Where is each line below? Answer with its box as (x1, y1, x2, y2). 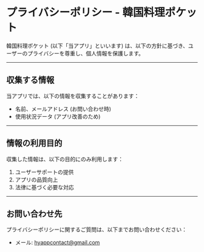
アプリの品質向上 (15, 176, 58, 183)
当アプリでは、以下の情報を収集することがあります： (6, 92, 140, 99)
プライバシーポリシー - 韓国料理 (6, 5, 165, 19)
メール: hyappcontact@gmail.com (15, 239, 100, 247)
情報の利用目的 (6, 138, 63, 149)
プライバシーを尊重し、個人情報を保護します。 (27, 49, 144, 57)
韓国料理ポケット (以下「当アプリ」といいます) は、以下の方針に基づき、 (6, 42, 189, 49)
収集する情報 (6, 75, 55, 85)
